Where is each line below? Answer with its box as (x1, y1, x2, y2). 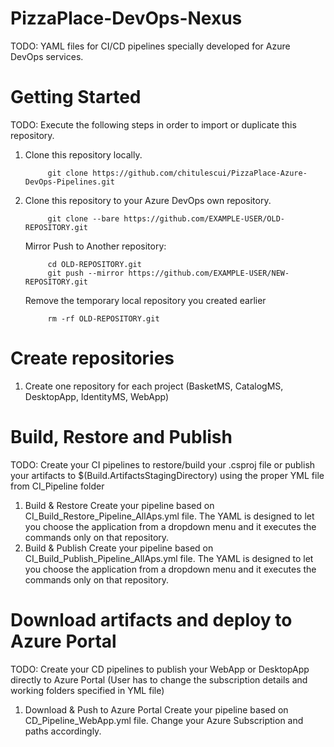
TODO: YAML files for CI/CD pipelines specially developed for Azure (10, 40, 291, 52)
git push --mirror (47, 268, 125, 278)
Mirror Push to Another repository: (24, 240, 167, 252)
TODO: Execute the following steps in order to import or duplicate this (10, 118, 297, 131)
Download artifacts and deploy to (10, 608, 293, 631)
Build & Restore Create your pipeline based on (24, 499, 215, 511)
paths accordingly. (24, 725, 102, 737)
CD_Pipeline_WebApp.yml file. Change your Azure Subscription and (24, 714, 304, 726)
